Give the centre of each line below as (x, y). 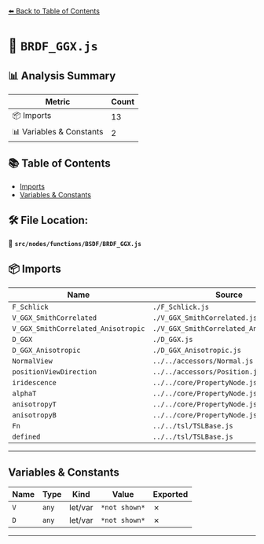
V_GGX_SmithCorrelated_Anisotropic (79, 329)
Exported (170, 494)
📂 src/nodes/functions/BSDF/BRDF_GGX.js (75, 243)
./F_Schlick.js (181, 307)
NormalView (32, 361)
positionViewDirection (54, 372)
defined (26, 437)
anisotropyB (35, 415)
